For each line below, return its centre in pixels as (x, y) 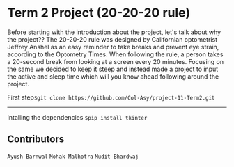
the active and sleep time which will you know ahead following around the (113, 76)
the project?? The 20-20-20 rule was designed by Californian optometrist (112, 39)
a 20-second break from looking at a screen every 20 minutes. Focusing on (116, 61)
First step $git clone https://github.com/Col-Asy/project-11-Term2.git (111, 97)
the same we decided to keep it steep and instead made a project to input (113, 69)
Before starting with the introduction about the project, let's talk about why (114, 32)
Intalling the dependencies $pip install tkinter (77, 117)
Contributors (36, 140)
